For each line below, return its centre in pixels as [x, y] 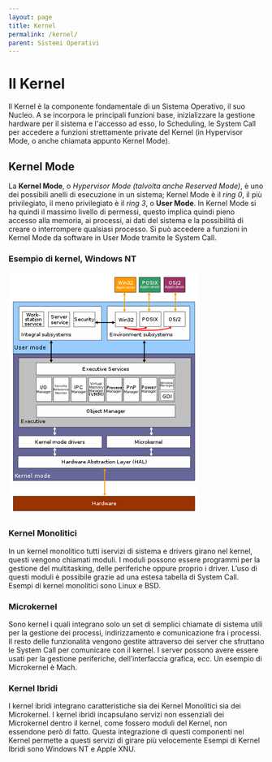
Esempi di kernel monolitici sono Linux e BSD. [84, 585]
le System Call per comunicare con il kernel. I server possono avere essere [134, 650]
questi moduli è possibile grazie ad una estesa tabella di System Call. [124, 577]
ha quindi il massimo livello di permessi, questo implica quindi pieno [122, 212]
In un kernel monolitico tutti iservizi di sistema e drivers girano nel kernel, [131, 551]
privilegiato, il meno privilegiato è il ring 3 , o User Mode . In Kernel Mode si [132, 203]
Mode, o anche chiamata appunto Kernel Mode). [89, 141]
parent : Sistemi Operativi [54, 43]
